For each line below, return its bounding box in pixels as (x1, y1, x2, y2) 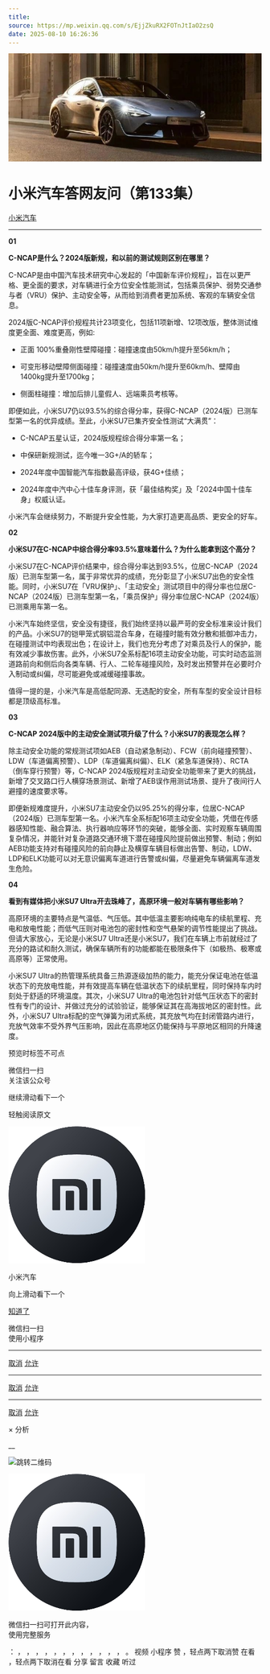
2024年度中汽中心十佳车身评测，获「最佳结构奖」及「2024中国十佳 (19, 484, 246, 494)
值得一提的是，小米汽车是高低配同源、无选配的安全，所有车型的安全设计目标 (8, 687, 262, 696)
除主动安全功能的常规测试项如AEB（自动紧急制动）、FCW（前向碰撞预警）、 (8, 746, 257, 756)
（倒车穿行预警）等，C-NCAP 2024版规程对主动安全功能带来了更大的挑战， (8, 766, 260, 776)
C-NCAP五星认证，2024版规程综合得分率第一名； (19, 433, 186, 443)
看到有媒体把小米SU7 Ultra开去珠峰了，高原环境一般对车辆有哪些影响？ (8, 897, 245, 906)
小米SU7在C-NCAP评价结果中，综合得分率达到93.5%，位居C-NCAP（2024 (8, 562, 259, 571)
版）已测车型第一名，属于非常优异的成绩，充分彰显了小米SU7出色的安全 (8, 571, 247, 581)
